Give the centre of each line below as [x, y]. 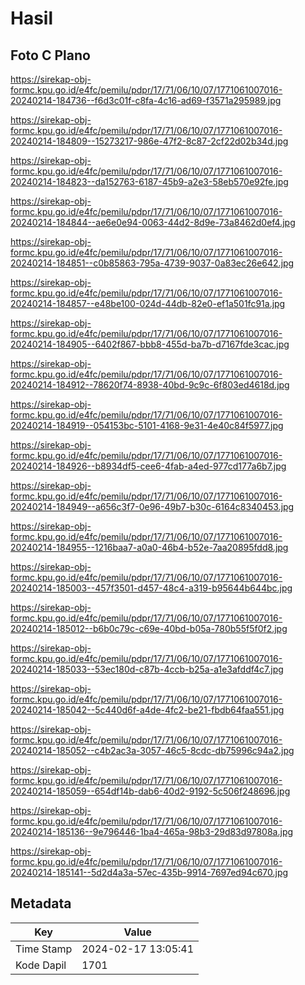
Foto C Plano [50, 55]
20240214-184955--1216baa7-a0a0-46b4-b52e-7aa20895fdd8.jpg [149, 547]
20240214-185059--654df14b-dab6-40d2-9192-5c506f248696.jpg [150, 791]
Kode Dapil [41, 965]
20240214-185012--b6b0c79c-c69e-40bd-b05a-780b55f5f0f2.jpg [149, 628]
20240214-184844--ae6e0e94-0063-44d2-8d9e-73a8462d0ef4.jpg [153, 222]
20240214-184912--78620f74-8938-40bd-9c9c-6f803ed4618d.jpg [150, 385]
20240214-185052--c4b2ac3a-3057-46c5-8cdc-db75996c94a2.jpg [152, 750]
